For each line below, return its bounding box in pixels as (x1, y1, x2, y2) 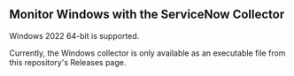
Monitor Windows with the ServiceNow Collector (9, 7, 285, 22)
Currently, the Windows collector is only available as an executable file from (9, 48, 286, 58)
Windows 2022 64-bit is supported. (9, 30, 140, 41)
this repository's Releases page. (9, 57, 127, 67)
